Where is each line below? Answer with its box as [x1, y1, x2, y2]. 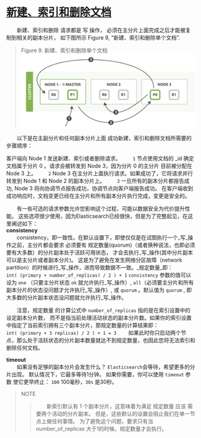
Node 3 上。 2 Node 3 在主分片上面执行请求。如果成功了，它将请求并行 [6, 169, 193, 177]
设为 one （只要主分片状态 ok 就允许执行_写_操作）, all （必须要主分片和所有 [6, 278, 194, 286]
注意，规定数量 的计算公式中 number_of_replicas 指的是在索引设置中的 [17, 307, 191, 314]
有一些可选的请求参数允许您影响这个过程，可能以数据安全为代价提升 [17, 205, 185, 212]
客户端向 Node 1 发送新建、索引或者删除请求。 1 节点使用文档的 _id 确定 [6, 154, 194, 162]
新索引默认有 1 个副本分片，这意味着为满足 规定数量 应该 [46, 403, 187, 410]
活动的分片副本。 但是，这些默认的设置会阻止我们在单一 [52, 410, 190, 417]
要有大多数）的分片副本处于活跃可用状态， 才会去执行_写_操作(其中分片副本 [6, 248, 193, 256]
